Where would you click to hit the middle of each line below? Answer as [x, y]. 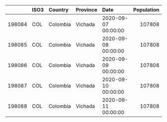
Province [87, 10]
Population [146, 10]
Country [58, 10]
